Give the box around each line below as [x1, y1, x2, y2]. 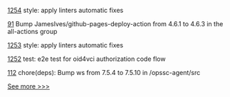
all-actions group [7, 28, 58, 35]
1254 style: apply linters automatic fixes [7, 6, 124, 14]
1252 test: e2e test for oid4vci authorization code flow [7, 55, 166, 63]
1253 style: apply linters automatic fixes [7, 41, 123, 49]
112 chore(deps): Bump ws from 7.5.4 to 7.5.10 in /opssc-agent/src [7, 69, 201, 76]
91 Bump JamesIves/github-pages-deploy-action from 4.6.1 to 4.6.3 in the [7, 20, 224, 28]
